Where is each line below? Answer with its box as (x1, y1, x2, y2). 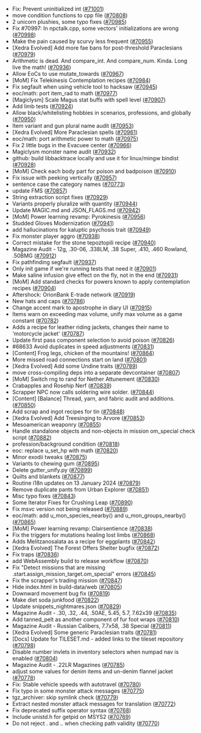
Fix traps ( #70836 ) (12, 551, 60, 558)
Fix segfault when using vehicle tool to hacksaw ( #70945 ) (12, 83, 158, 90)
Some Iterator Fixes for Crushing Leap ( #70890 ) (12, 499, 133, 506)
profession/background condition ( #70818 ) (12, 440, 120, 448)
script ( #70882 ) (12, 434, 52, 441)
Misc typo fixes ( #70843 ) (12, 492, 76, 499)
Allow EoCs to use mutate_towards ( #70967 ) (12, 70, 124, 77)
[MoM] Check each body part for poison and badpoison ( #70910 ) (12, 168, 177, 175)
